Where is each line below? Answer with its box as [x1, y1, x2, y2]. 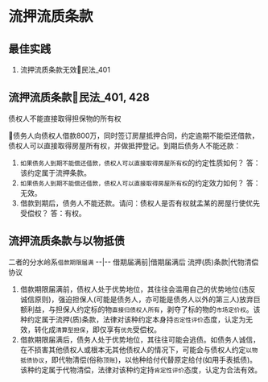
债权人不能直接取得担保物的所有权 [8, 114, 122, 123]
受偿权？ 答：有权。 [19, 208, 86, 218]
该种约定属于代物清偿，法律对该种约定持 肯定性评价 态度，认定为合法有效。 [19, 364, 262, 375]
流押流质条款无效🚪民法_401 [19, 65, 111, 74]
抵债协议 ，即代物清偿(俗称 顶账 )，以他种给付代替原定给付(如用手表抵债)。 [19, 355, 258, 364]
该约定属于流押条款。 [19, 168, 91, 177]
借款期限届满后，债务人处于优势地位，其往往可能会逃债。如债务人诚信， [19, 334, 260, 344]
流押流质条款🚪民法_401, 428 [8, 90, 150, 105]
